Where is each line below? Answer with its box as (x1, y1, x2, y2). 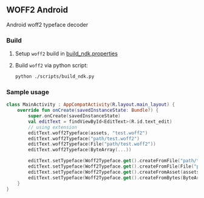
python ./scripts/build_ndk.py (15, 73, 95, 80)
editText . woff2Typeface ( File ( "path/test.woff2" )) (28, 141, 156, 148)
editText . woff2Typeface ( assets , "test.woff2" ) (28, 130, 148, 136)
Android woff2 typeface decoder (6, 21, 89, 28)
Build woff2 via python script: (15, 62, 88, 69)
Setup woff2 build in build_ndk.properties (15, 50, 118, 57)
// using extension (28, 124, 78, 130)
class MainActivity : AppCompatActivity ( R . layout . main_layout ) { (6, 101, 175, 108)
